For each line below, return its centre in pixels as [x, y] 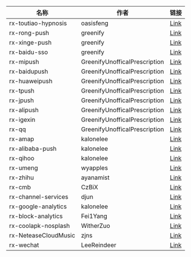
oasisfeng [95, 23]
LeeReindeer [99, 245]
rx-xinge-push [31, 42]
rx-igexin [22, 120]
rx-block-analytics [36, 216]
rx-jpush [22, 100]
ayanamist [95, 177]
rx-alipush [24, 110]
